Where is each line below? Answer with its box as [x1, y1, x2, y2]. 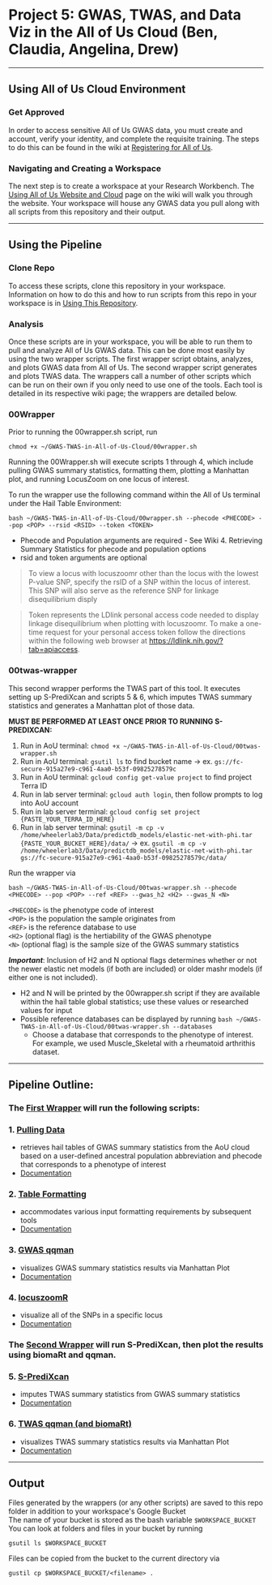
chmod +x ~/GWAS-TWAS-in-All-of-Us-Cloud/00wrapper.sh [8, 443, 198, 451]
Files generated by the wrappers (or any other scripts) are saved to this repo [8, 1498, 263, 1508]
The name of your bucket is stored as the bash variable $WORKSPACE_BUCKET [8, 1515, 257, 1525]
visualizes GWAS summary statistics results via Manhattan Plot [19, 1263, 231, 1273]
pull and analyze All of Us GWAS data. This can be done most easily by [8, 345, 245, 354]
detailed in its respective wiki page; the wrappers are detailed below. [8, 388, 237, 398]
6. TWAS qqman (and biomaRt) [8, 1418, 132, 1429]
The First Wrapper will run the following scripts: [8, 1102, 200, 1113]
